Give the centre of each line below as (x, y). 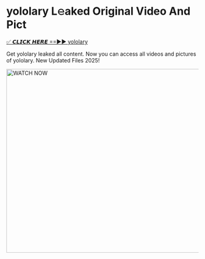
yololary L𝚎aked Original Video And (99, 11)
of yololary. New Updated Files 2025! (53, 60)
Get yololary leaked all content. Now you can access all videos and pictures (101, 54)
